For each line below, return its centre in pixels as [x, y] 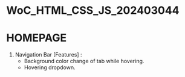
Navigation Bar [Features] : [49, 55]
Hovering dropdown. [50, 67]
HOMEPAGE [37, 38]
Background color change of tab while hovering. [84, 61]
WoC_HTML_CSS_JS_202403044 [93, 11]
